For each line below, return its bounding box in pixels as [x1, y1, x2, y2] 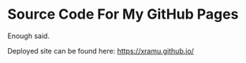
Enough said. [7, 31, 50, 40]
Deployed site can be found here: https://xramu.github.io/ [7, 46, 195, 55]
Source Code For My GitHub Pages [7, 5, 239, 23]
